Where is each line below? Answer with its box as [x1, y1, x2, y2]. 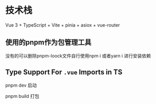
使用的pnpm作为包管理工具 [5, 38, 92, 47]
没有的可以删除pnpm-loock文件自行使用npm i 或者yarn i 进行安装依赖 [5, 52, 151, 59]
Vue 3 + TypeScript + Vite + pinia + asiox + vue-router [5, 22, 120, 28]
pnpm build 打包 [5, 93, 39, 99]
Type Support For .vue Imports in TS [5, 68, 123, 77]
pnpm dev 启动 [5, 82, 37, 88]
